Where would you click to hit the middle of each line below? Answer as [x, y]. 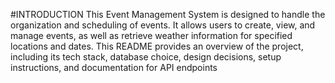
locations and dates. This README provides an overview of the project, [157, 46]
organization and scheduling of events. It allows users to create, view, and [163, 25]
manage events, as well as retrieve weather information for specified [151, 35]
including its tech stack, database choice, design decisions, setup [146, 57]
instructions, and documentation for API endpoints [114, 67]
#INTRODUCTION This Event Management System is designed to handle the [168, 14]
